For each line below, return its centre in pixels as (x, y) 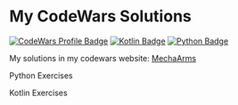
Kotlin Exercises (39, 93)
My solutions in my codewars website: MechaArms (103, 58)
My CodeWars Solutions (100, 16)
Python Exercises (41, 75)
